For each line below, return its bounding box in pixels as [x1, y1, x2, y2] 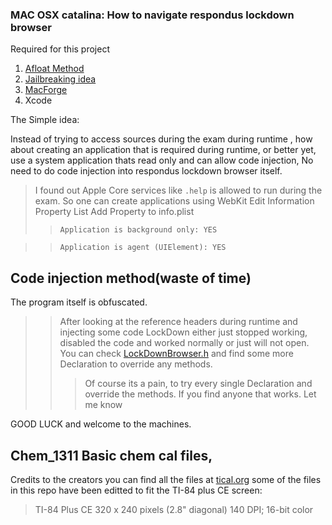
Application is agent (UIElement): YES [59, 243, 227, 253]
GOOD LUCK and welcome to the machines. [10, 418, 192, 430]
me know [84, 399, 123, 411]
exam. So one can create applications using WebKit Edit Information [34, 195, 315, 207]
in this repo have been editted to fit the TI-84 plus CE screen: [10, 484, 263, 496]
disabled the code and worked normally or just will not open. [59, 337, 310, 349]
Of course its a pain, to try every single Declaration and [84, 378, 313, 390]
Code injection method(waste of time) [10, 269, 252, 287]
